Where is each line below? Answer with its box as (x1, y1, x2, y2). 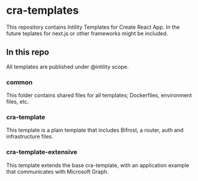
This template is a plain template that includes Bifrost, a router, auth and (6, 126, 184, 134)
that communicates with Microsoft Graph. (6, 168, 109, 175)
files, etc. (6, 98, 29, 105)
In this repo (6, 47, 49, 58)
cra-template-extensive (6, 148, 77, 156)
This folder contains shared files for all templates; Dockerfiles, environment (6, 92, 192, 99)
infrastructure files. (6, 133, 54, 140)
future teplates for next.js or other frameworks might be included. (6, 29, 168, 37)
